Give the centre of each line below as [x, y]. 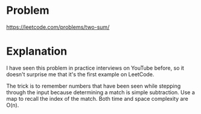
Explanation [37, 51]
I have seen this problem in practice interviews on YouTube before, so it [95, 68]
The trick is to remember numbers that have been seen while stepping [94, 86]
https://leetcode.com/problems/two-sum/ [58, 27]
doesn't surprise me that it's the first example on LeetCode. [80, 74]
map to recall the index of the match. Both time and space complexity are [97, 98]
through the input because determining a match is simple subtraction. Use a [101, 92]
